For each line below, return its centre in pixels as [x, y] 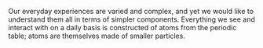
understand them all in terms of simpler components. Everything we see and [131, 19]
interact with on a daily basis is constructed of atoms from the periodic [122, 27]
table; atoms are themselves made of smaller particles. [97, 36]
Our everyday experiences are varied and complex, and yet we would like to [131, 11]
